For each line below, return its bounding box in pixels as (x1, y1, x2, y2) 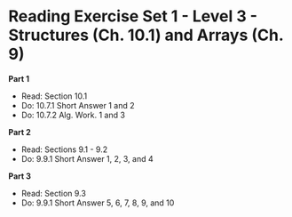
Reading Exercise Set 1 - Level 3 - (8, 6, 258, 27)
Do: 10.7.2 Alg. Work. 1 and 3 (20, 109, 126, 120)
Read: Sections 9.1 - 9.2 (20, 144, 108, 155)
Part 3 (8, 171, 32, 181)
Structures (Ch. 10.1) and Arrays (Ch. (8, 25, 284, 45)
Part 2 (8, 126, 32, 137)
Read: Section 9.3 (20, 188, 86, 198)
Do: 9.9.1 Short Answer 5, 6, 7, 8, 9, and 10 (20, 197, 175, 208)
